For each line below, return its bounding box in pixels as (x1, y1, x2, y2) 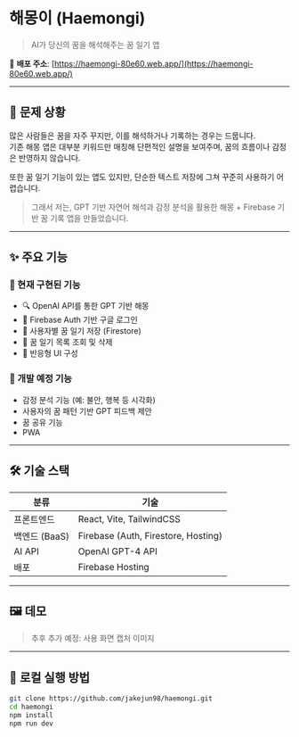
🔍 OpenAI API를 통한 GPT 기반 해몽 (21, 301, 149, 311)
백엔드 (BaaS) (13, 530, 69, 542)
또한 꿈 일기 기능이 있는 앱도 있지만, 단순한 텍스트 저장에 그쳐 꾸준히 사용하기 (9, 171, 275, 182)
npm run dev (9, 719, 53, 728)
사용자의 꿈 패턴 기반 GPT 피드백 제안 (21, 405, 153, 416)
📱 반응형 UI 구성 (21, 348, 78, 359)
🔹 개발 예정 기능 (9, 372, 73, 385)
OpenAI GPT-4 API (77, 545, 158, 558)
